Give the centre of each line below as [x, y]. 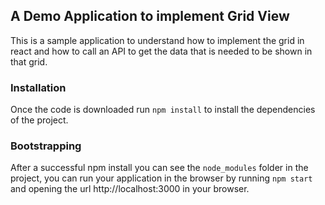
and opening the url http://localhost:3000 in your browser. [130, 189]
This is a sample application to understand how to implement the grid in [157, 40]
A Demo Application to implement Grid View [150, 16]
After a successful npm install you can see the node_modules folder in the [159, 168]
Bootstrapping [46, 146]
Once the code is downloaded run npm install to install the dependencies [163, 110]
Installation [38, 87]
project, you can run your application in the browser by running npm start [161, 178]
